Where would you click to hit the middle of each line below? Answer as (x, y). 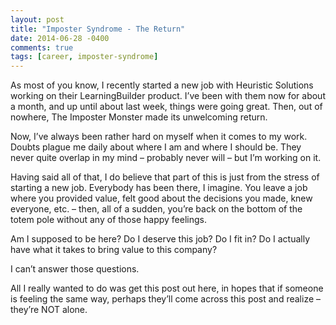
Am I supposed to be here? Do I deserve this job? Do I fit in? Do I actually (160, 239)
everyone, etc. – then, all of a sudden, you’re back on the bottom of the (156, 209)
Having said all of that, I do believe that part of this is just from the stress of (165, 177)
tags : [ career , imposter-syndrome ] (84, 57)
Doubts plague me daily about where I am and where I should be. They (156, 147)
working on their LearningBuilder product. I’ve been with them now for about (168, 96)
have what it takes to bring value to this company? (114, 250)
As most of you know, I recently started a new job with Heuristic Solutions (162, 85)
